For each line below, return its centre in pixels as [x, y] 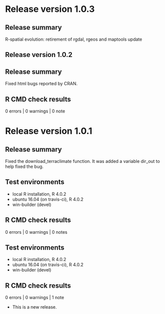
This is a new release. [34, 307]
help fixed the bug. [24, 166]
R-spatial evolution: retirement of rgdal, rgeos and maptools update [74, 39]
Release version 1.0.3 [50, 9]
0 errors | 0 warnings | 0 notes [36, 232]
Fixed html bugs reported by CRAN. [41, 84]
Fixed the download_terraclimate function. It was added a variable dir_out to [82, 161]
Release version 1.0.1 [49, 131]
